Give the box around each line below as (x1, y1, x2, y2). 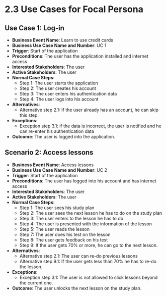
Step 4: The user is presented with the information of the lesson (19, 221, 152, 227)
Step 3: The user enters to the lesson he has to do (19, 215, 124, 221)
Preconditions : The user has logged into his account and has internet (12, 178, 156, 184)
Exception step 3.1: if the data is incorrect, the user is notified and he (19, 123, 162, 129)
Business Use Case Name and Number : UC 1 (12, 42, 107, 48)
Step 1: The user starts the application (19, 80, 99, 86)
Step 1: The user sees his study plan (19, 205, 95, 211)
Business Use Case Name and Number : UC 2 (12, 167, 108, 173)
